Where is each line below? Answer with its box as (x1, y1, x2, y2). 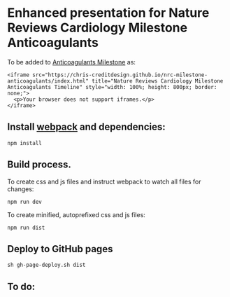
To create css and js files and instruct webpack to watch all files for (7, 177, 201, 186)
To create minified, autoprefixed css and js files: (7, 210, 145, 219)
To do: (7, 280, 36, 292)
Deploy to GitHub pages (7, 243, 113, 255)
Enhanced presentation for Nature (7, 5, 210, 21)
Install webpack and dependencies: (7, 121, 166, 133)
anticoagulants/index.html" (7, 77, 89, 85)
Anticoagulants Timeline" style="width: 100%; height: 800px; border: (7, 83, 217, 90)
